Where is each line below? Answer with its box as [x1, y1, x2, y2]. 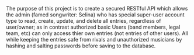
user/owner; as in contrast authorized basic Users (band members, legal [6, 23, 181, 30]
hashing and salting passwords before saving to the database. [6, 42, 156, 49]
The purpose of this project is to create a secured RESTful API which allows [6, 5, 188, 12]
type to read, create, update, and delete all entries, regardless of [6, 18, 162, 24]
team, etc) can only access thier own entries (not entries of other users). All [6, 30, 188, 37]
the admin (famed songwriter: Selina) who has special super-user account [6, 11, 185, 18]
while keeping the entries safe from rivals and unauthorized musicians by [6, 36, 182, 43]
